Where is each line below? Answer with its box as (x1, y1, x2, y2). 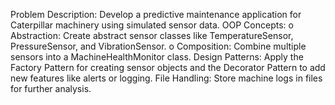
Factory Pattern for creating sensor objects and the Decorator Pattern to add (10, 62, 326, 73)
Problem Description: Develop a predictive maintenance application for (10, 9, 302, 20)
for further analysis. (10, 83, 92, 94)
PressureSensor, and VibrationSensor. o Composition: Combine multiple (10, 40, 307, 52)
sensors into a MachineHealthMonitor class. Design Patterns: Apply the (10, 51, 304, 63)
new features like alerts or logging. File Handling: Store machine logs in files (10, 72, 323, 84)
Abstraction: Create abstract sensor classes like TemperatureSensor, (10, 30, 294, 41)
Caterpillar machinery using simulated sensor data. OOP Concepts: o (10, 19, 294, 31)
